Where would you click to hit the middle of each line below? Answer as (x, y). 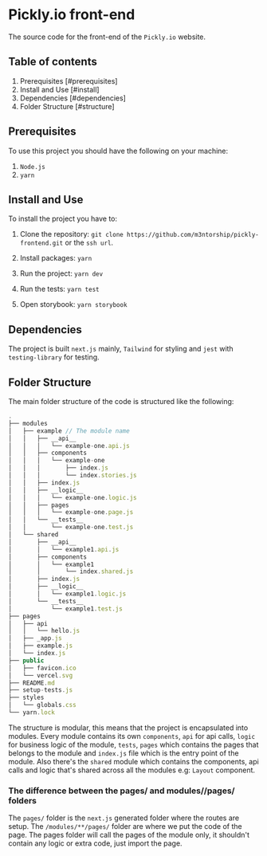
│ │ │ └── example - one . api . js (69, 446)
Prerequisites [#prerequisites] (69, 80)
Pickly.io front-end (72, 15)
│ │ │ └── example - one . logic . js (73, 497)
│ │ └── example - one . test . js (71, 528)
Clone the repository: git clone (71, 234)
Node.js (32, 167)
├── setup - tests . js (41, 690)
